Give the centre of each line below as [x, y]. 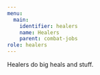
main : [21, 20]
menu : [15, 13]
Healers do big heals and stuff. [50, 64]
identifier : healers [49, 26]
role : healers [27, 45]
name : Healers [39, 32]
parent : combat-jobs [49, 39]
